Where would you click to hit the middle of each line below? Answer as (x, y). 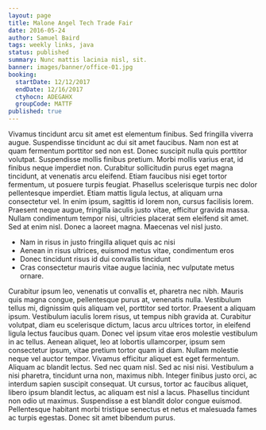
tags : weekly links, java (51, 45)
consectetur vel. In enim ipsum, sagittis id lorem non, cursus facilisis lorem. (131, 202)
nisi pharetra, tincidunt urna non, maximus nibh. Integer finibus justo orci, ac (133, 375)
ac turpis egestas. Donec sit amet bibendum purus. (92, 418)
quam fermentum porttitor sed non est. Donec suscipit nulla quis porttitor (128, 151)
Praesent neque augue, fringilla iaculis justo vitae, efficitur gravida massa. (129, 210)
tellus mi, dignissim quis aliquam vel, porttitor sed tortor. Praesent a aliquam (132, 308)
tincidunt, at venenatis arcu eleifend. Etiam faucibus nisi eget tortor (118, 176)
